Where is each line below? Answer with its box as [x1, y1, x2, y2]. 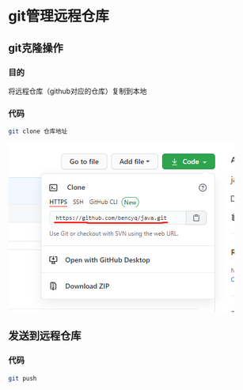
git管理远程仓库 [8, 7, 109, 25]
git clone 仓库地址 [8, 127, 68, 135]
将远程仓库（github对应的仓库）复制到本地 [8, 86, 147, 96]
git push [8, 374, 37, 382]
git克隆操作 [8, 41, 63, 55]
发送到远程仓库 [8, 329, 82, 343]
